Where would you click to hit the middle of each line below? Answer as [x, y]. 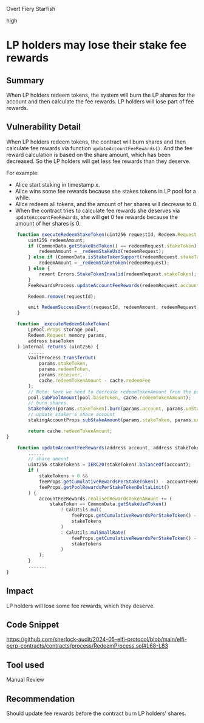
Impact [20, 591]
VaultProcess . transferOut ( [62, 358]
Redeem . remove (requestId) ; [62, 296]
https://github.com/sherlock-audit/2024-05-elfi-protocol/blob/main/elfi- [97, 639]
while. [22, 198]
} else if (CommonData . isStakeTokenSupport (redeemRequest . [104, 257]
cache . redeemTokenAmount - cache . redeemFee [94, 380]
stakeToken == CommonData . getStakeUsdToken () [108, 504]
